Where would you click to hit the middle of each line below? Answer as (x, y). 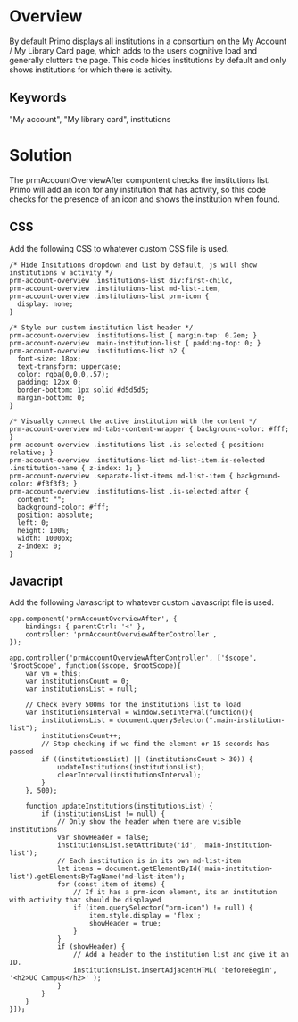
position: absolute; (55, 515)
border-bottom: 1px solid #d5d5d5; (83, 390)
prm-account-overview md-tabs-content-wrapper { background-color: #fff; (149, 429)
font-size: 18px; (50, 359)
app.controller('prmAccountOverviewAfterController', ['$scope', (133, 658)
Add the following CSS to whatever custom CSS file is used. (119, 248)
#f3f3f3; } (57, 484)
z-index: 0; (40, 546)
